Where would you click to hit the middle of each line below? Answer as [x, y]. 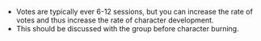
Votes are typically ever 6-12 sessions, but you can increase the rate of [134, 12]
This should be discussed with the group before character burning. [128, 29]
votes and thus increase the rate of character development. [115, 20]
